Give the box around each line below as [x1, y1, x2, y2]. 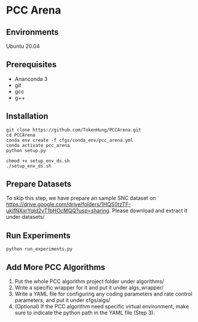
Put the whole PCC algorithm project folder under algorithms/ [14, 278, 164, 285]
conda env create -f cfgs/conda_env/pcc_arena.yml [6, 137, 134, 143]
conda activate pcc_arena [6, 142, 70, 148]
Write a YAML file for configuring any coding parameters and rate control [14, 290, 193, 298]
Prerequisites [6, 60, 57, 70]
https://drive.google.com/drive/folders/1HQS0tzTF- [6, 201, 131, 208]
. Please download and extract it [109, 207, 188, 214]
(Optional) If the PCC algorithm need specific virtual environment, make [14, 303, 189, 310]
